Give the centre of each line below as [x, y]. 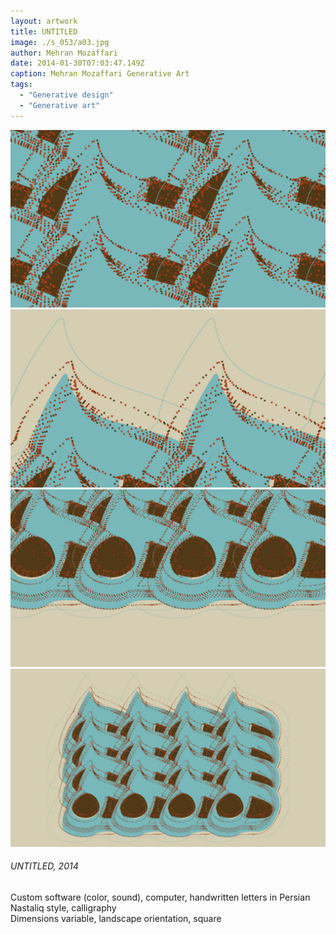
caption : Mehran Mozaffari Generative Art [100, 74]
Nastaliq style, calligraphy [63, 907]
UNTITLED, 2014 [44, 866]
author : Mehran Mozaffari [64, 53]
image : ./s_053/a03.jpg [60, 42]
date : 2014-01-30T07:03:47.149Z [77, 63]
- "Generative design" [66, 95]
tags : [21, 85]
